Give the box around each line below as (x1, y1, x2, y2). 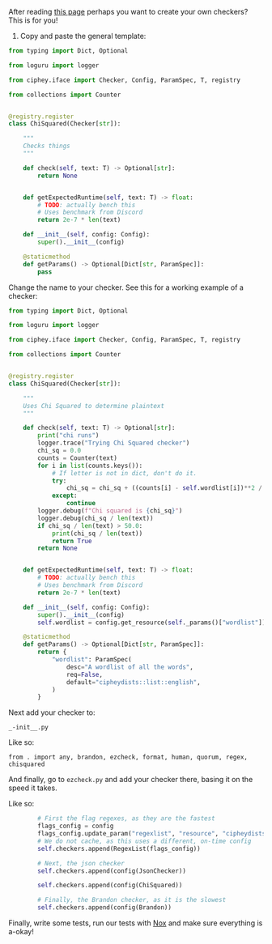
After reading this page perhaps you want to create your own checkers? (8, 7, 249, 16)
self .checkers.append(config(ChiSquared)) (37, 882, 183, 890)
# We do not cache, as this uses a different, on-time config (37, 837, 252, 845)
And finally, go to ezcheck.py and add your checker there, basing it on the (8, 775, 253, 785)
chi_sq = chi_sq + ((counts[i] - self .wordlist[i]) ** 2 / (66, 484, 263, 492)
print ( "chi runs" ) (37, 432, 100, 440)
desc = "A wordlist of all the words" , (66, 663, 194, 671)
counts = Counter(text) (37, 453, 117, 462)
